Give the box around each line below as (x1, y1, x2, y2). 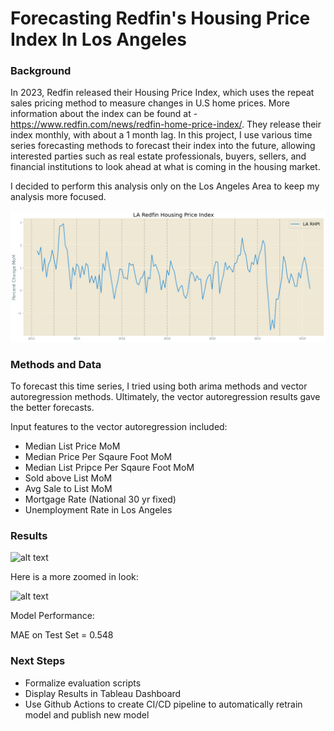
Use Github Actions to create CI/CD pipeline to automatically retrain (24, 698, 303, 710)
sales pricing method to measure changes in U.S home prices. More (10, 97, 291, 109)
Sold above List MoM (24, 472, 113, 484)
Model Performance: (10, 610, 95, 622)
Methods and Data (10, 357, 102, 371)
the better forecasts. (10, 401, 95, 413)
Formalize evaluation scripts (24, 677, 142, 689)
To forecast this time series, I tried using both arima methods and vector (10, 380, 308, 392)
